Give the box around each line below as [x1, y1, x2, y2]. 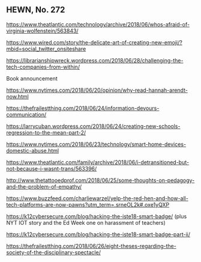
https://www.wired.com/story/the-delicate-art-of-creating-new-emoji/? [6, 38, 183, 46]
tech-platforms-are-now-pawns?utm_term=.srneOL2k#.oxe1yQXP [6, 201, 170, 208]
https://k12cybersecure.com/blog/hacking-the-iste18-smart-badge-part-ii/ [6, 231, 191, 238]
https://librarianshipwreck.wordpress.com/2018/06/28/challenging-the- [6, 56, 184, 64]
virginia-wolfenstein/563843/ [6, 27, 79, 34]
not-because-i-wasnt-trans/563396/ [6, 165, 97, 172]
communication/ [6, 111, 47, 118]
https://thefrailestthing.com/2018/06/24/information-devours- [6, 105, 160, 112]
